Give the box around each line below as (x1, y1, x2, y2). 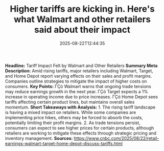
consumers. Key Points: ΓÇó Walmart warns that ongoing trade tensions (5, 83, 151, 89)
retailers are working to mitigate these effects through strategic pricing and (5, 130, 157, 136)
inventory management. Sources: (5, 135, 73, 141)
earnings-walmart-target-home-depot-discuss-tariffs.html (5, 140, 123, 146)
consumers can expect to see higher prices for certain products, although (5, 125, 154, 130)
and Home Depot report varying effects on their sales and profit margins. (5, 73, 152, 79)
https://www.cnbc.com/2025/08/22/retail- (73, 135, 160, 141)
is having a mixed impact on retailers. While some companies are (5, 109, 136, 115)
